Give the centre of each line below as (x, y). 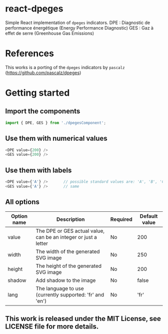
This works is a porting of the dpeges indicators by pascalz (65, 67)
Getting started (37, 93)
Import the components (43, 111)
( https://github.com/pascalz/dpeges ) (43, 73)
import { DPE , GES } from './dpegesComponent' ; (56, 123)
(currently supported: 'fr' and (70, 294)
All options (22, 202)
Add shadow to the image (66, 280)
